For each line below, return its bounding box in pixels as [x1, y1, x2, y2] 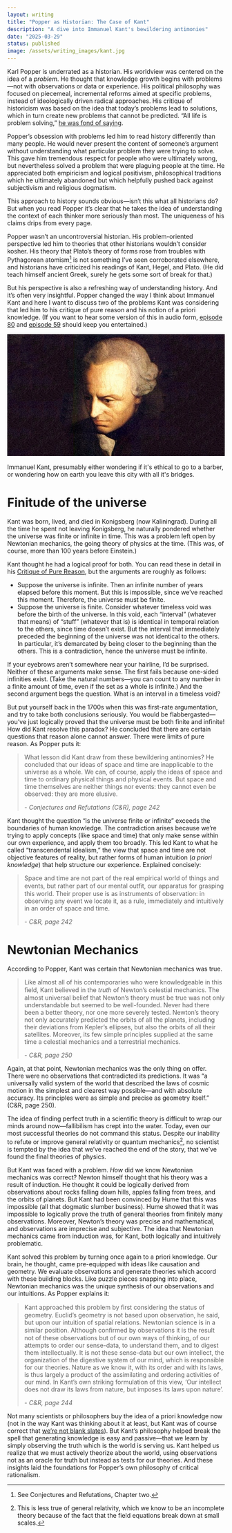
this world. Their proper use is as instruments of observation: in [23, 890, 205, 898]
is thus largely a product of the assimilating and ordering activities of [23, 1371, 220, 1378]
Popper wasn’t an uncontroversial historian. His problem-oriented [7, 232, 193, 240]
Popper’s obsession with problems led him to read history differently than [7, 132, 216, 140]
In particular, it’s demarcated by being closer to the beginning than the [17, 640, 217, 648]
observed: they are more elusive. [23, 790, 118, 798]
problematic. [7, 1239, 43, 1247]
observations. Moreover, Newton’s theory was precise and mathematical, [7, 1217, 215, 1226]
